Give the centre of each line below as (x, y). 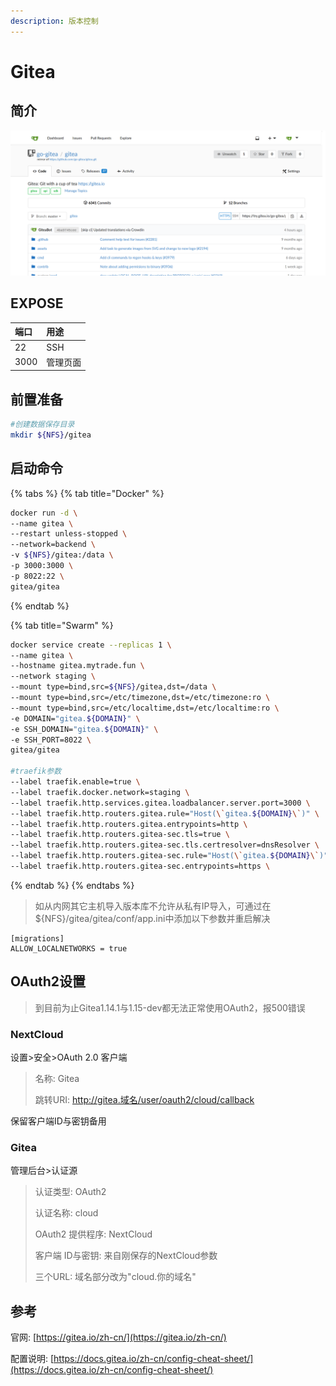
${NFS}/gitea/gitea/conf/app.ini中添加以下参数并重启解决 (152, 918)
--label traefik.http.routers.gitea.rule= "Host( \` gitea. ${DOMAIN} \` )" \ (165, 813)
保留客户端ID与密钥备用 (58, 1121)
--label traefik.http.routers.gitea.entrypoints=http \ (129, 824)
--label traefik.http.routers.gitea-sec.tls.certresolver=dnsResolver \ (165, 845)
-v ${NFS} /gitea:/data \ (62, 555)
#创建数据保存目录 (42, 425)
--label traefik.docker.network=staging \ (100, 792)
